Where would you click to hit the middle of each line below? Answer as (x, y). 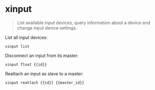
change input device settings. (47, 28)
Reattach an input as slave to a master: (44, 74)
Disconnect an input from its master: (42, 56)
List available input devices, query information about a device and (84, 23)
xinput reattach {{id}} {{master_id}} (45, 83)
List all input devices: (26, 37)
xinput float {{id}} (26, 64)
